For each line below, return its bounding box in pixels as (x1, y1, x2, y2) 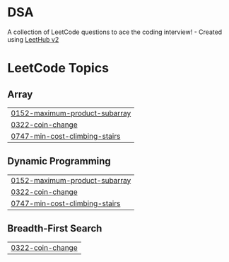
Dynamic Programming (7, 155, 111, 167)
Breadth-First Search (7, 222, 102, 234)
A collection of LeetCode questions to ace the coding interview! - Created (7, 28, 223, 36)
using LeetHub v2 (7, 35, 59, 43)
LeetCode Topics (7, 60, 110, 76)
